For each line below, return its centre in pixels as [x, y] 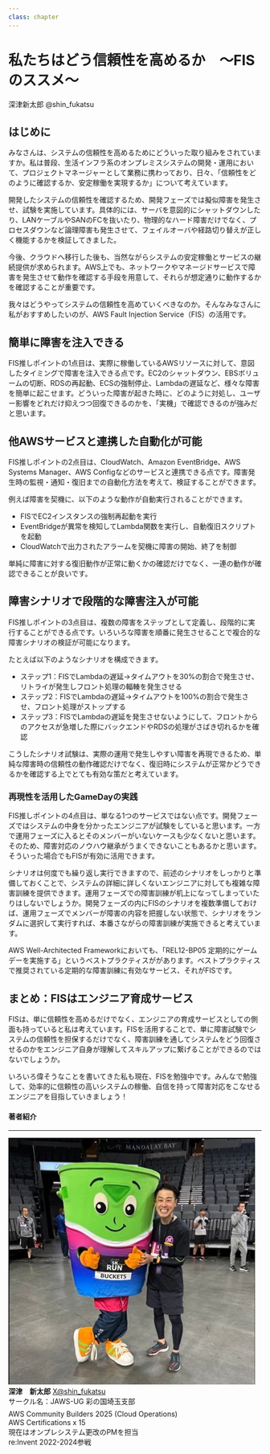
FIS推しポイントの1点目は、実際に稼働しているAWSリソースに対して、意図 [132, 363]
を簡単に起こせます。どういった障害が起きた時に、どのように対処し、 [124, 393]
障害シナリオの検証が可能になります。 [72, 642]
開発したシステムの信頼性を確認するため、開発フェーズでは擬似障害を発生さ [135, 200]
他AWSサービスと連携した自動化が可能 [105, 441]
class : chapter [34, 17]
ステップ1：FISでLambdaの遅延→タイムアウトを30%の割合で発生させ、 [139, 676]
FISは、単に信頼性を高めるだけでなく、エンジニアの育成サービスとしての [130, 1019]
